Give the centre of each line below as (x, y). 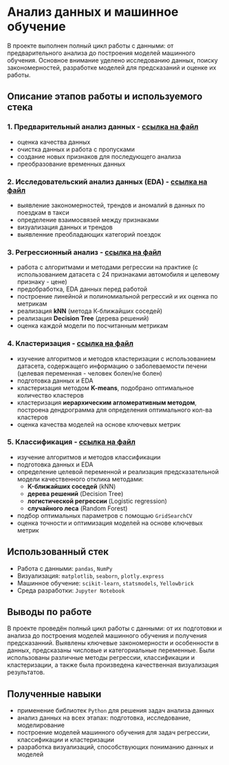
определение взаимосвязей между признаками (88, 219)
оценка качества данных (54, 142)
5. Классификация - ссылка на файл (72, 442)
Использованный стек (58, 552)
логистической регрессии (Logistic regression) (97, 501)
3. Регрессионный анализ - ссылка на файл (84, 252)
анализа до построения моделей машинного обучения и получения (107, 636)
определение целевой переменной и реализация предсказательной (118, 471)
